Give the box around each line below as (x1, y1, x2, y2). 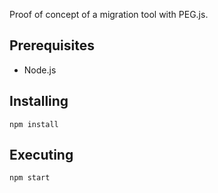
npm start (9, 173, 51, 183)
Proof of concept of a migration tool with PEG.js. (9, 9, 209, 20)
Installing (9, 93, 69, 110)
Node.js (23, 64, 57, 76)
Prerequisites (9, 37, 95, 54)
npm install (9, 119, 59, 129)
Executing (9, 147, 74, 164)
